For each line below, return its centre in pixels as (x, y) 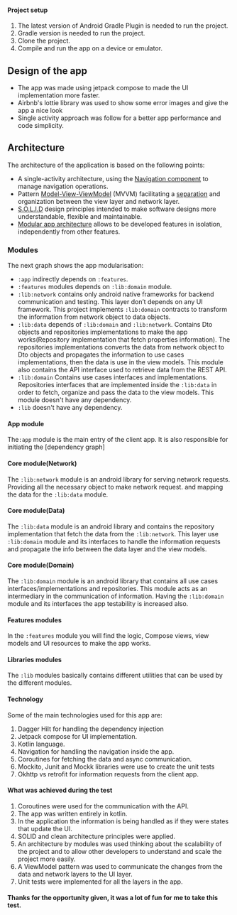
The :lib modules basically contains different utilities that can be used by (115, 676)
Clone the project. (44, 41)
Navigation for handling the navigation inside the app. (96, 751)
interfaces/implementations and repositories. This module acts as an (108, 588)
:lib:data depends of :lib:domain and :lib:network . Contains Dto (115, 325)
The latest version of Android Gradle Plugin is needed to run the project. (123, 26)
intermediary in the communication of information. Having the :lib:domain (116, 596)
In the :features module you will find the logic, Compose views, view (108, 636)
